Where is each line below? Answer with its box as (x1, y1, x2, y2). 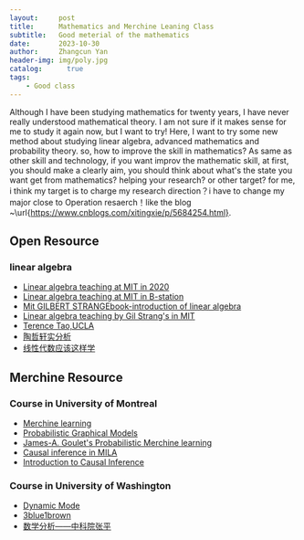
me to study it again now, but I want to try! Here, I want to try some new (9, 125, 278, 137)
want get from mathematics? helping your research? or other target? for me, (9, 175, 296, 185)
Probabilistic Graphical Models (22, 428, 139, 439)
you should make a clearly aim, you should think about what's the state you (9, 164, 293, 175)
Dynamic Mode (22, 500, 80, 512)
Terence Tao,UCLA (22, 321, 94, 332)
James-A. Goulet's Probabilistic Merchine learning (22, 438, 213, 448)
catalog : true (9, 65, 84, 74)
